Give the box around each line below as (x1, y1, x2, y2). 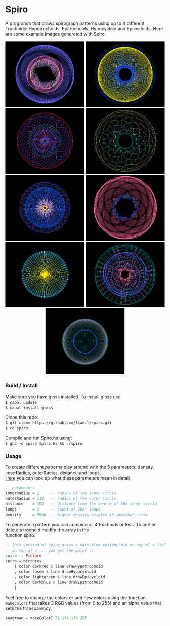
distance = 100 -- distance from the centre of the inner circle (5, 501, 157, 506)
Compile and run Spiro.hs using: (5, 435, 72, 441)
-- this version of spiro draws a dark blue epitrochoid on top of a (5, 542, 155, 547)
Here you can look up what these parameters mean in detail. (5, 475, 131, 481)
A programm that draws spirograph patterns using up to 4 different (5, 20, 145, 26)
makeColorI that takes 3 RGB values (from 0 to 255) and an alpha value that (5, 600, 162, 606)
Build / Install (5, 382, 38, 389)
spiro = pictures (5, 559, 42, 564)
